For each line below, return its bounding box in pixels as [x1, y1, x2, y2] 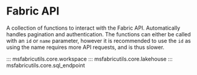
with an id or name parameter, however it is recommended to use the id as [6, 37, 192, 44]
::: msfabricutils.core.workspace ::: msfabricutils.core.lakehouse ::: [6, 55, 173, 62]
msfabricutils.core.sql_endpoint [6, 62, 85, 69]
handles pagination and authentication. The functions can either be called [6, 30, 192, 37]
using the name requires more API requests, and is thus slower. [6, 44, 165, 51]
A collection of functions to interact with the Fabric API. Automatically [6, 24, 181, 31]
